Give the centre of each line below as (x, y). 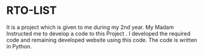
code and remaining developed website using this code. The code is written (102, 40)
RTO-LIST (31, 11)
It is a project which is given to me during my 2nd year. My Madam (90, 27)
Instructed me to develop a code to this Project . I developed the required (98, 33)
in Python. (19, 46)
